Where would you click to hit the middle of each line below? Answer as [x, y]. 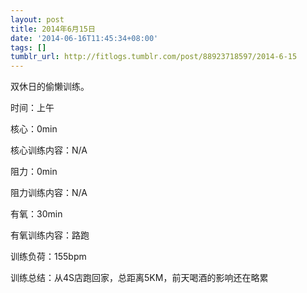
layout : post [37, 19]
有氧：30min [36, 214]
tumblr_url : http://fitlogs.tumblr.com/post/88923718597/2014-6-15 [154, 57]
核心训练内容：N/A [49, 150]
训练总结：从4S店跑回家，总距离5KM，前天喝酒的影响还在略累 [139, 278]
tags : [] [28, 47]
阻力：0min [34, 172]
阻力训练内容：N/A [49, 193]
